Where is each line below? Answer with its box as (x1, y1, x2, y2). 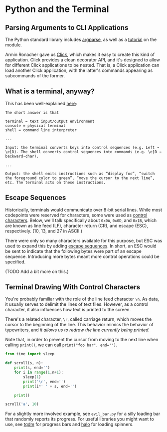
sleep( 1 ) (23, 374, 41, 380)
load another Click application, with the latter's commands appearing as (5, 67, 153, 73)
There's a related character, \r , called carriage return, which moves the (5, 316, 152, 322)
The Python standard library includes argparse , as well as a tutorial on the (5, 36, 157, 42)
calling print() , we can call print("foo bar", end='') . (5, 342, 118, 348)
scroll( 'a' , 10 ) (5, 402, 39, 407)
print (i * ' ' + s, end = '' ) (23, 384, 77, 389)
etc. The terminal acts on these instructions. (5, 180, 106, 185)
